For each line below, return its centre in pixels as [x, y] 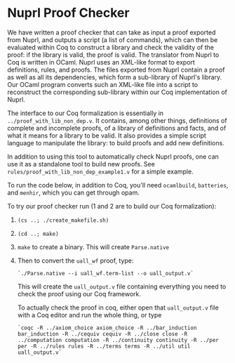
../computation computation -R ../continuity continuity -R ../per [118, 340]
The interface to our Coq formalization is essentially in [85, 113]
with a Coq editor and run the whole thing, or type [89, 315]
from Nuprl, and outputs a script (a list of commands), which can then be [113, 39]
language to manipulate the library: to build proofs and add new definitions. [116, 143]
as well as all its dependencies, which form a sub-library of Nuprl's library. [115, 77]
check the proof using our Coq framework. [79, 293]
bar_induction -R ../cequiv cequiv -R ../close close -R [102, 334]
